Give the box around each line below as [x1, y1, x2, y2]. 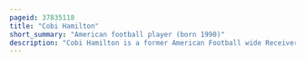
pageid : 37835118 [9, 13, 75, 22]
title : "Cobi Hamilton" [9, 22, 100, 30]
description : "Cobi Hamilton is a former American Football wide [9, 38, 261, 48]
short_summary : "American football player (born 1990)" [9, 30, 225, 39]
